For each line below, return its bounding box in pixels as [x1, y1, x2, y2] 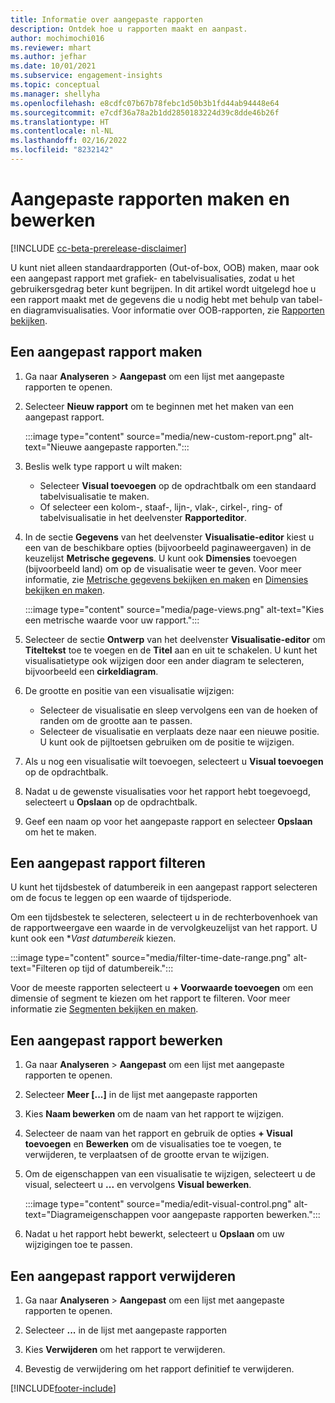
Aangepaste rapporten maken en [10, 188, 290, 211]
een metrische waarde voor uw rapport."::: [24, 614, 200, 626]
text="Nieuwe [24, 441, 83, 453]
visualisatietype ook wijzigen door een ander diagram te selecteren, [24, 654, 305, 666]
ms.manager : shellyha [10, 89, 101, 99]
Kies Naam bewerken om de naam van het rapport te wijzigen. [24, 1108, 285, 1120]
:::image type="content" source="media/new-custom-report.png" [24, 430, 297, 442]
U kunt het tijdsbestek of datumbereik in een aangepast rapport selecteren [10, 881, 318, 893]
